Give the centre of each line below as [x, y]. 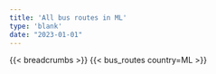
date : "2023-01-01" [46, 34]
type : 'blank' [36, 26]
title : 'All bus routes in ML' [68, 18]
